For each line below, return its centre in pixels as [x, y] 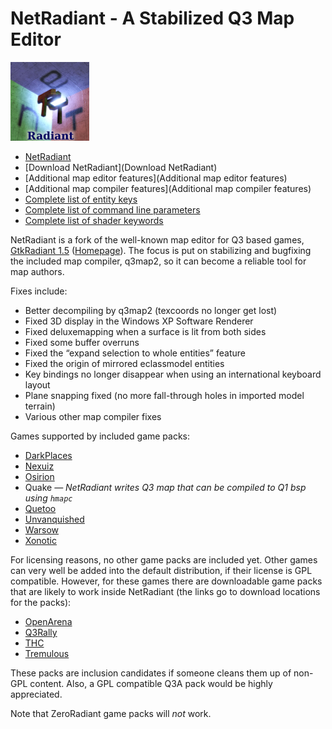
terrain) [40, 406]
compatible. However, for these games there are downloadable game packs [166, 581]
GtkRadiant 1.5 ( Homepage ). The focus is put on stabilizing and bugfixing [161, 250]
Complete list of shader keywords [94, 220]
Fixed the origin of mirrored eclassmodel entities [124, 363]
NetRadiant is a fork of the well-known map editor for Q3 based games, [157, 239]
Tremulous [47, 653]
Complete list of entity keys [81, 199]
